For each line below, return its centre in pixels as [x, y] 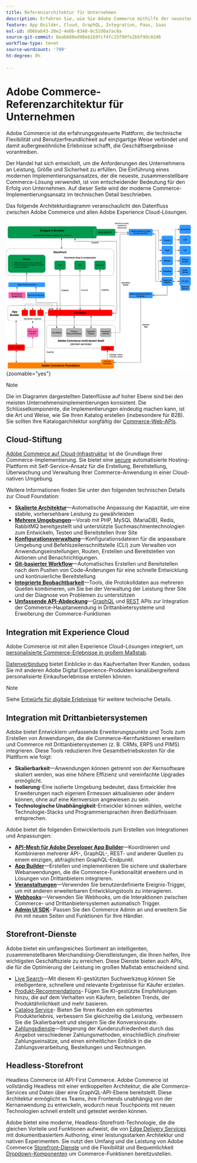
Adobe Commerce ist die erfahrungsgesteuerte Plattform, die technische [94, 133]
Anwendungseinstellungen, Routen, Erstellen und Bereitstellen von [95, 552]
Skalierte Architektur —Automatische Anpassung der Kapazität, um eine [102, 507]
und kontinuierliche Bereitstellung [55, 576]
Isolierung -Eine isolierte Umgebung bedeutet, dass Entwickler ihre [95, 787]
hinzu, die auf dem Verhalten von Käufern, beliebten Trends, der [92, 997]
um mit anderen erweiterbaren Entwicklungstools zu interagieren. [94, 891]
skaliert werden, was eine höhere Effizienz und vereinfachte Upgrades [99, 775]
